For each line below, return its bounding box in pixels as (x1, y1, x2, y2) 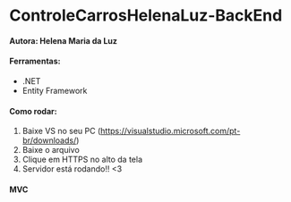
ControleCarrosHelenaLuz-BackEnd (9, 5, 283, 26)
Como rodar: (9, 105, 57, 116)
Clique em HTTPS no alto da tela (21, 154, 143, 165)
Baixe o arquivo (21, 145, 81, 156)
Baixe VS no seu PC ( (21, 126, 101, 137)
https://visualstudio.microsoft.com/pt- (99, 126, 241, 137)
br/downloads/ (21, 135, 77, 146)
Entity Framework (21, 85, 88, 96)
